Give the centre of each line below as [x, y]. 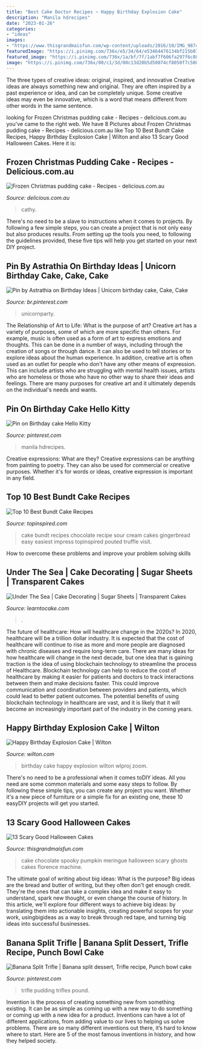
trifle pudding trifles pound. [55, 990]
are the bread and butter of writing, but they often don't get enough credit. [99, 885]
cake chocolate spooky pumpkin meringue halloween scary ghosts [104, 860]
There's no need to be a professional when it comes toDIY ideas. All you [96, 778]
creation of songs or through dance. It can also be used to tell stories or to [99, 351]
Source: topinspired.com [37, 523]
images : [16, 40]
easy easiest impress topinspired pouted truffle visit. [86, 541]
